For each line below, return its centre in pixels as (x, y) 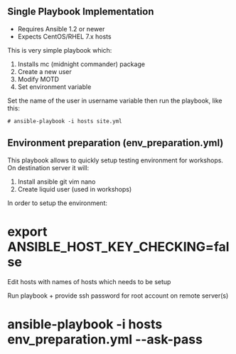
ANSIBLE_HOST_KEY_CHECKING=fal (118, 247)
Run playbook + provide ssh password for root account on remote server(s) (118, 296)
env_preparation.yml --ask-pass (105, 339)
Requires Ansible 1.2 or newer (61, 28)
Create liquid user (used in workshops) (75, 189)
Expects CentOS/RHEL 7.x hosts (64, 36)
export (27, 231)
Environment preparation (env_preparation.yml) (116, 143)
